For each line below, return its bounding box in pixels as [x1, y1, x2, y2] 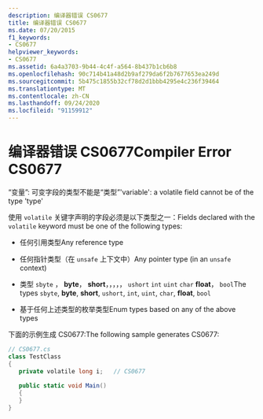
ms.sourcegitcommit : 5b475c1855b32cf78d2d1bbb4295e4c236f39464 [8, 77, 220, 85]
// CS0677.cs [8, 345, 51, 353]
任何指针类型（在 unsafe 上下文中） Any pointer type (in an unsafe [19, 254, 232, 264]
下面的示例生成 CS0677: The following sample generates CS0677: [8, 329, 220, 339]
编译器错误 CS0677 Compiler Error [8, 143, 232, 161]
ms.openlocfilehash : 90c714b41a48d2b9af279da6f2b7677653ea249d [8, 70, 220, 78]
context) [19, 263, 47, 273]
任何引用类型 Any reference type [19, 237, 124, 247]
